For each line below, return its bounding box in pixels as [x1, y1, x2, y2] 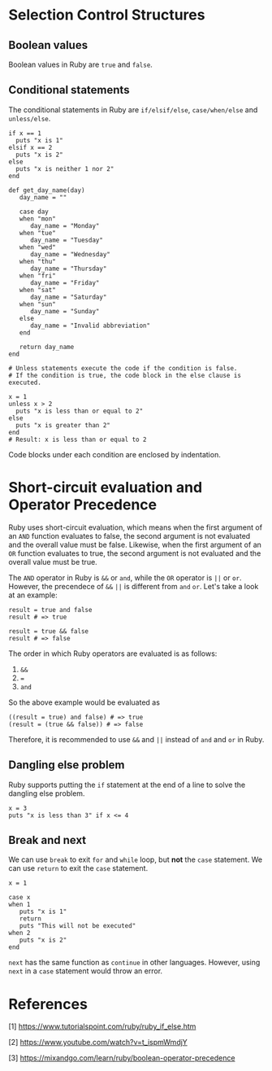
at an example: [8, 590, 58, 600]
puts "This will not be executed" [19, 922, 136, 930]
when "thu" [19, 257, 57, 265]
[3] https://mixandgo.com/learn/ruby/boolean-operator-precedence [8, 1053, 235, 1063]
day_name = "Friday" [29, 278, 100, 286]
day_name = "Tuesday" [29, 236, 104, 244]
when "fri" [19, 271, 57, 280]
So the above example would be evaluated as [8, 697, 161, 707]
